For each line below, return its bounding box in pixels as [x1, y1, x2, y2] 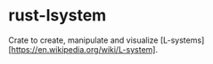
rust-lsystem [8, 5, 107, 26]
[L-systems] [160, 35, 205, 45]
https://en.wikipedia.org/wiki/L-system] [11, 44, 156, 54]
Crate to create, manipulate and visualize [8, 35, 159, 45]
